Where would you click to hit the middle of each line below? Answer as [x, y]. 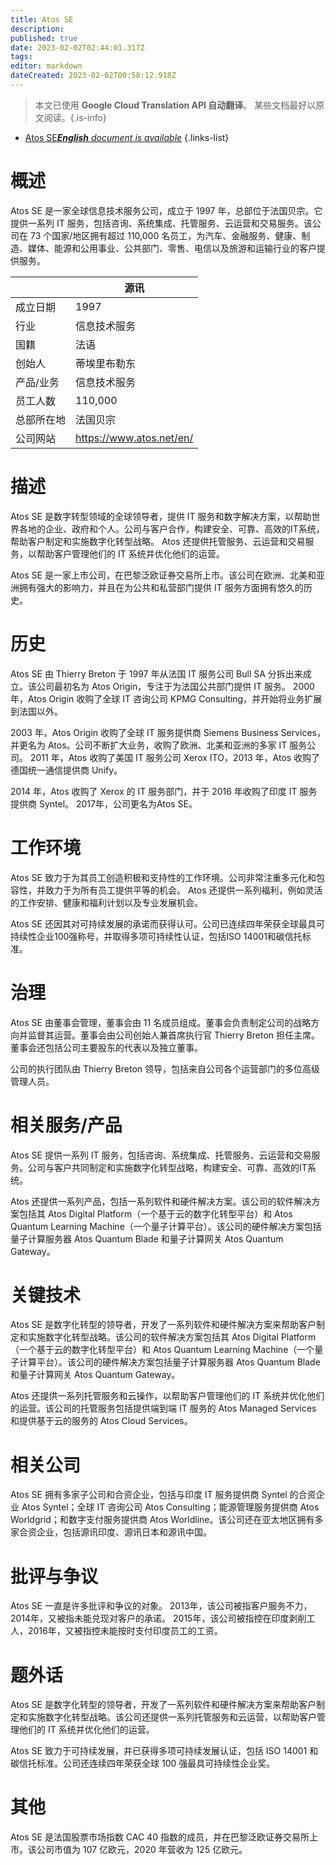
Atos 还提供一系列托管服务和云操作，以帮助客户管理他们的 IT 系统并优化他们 [167, 1396]
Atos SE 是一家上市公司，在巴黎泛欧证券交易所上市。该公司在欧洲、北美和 [163, 575]
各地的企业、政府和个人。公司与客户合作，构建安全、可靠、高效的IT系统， [171, 528]
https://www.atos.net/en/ [134, 438]
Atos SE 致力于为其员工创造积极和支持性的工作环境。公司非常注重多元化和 [163, 877]
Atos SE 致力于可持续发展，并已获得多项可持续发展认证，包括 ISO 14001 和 [164, 1751]
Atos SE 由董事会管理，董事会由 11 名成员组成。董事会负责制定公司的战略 [161, 1022]
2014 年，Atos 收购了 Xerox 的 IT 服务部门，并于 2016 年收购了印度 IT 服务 [164, 791]
